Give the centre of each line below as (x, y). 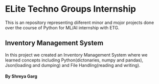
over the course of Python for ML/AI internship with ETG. (62, 27)
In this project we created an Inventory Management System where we (76, 55)
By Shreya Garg (21, 76)
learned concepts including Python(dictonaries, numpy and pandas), (74, 60)
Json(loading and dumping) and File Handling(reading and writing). (73, 65)
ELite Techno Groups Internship (70, 9)
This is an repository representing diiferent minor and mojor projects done (79, 22)
